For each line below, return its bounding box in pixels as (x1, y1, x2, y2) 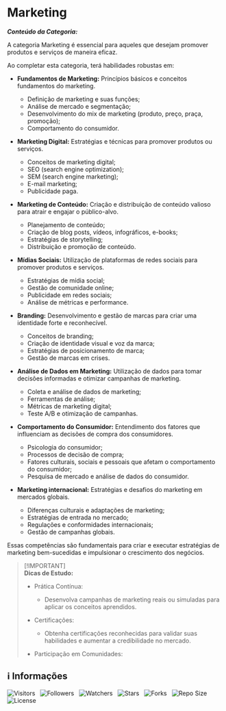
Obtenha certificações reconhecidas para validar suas (44, 629, 197, 637)
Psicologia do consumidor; (27, 443, 103, 451)
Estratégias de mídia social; (27, 276, 105, 285)
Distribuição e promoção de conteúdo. (27, 242, 136, 250)
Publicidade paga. (27, 187, 79, 195)
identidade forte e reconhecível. (16, 318, 108, 326)
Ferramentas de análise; (27, 395, 96, 403)
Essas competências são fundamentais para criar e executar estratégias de (7, 541, 220, 549)
